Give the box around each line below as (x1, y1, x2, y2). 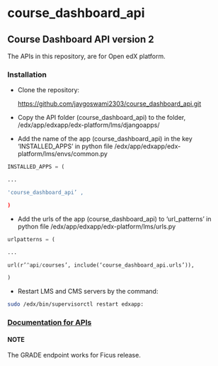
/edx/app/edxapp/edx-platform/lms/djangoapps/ (17, 121, 161, 129)
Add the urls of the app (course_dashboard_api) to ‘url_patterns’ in (17, 214, 212, 223)
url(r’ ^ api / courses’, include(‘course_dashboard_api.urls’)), (7, 261, 195, 269)
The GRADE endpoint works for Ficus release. (7, 351, 142, 360)
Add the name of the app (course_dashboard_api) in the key (17, 135, 193, 143)
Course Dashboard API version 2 (7, 33, 154, 45)
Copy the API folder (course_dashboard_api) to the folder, (17, 113, 186, 122)
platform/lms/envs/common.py (17, 150, 108, 158)
